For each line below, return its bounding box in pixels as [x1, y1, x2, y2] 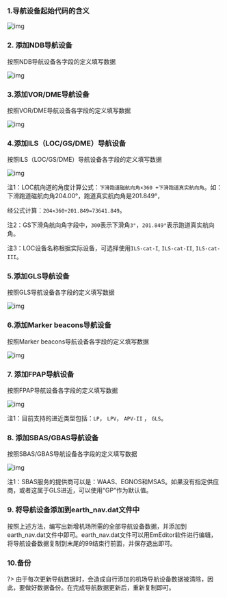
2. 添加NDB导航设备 [7, 40, 73, 50]
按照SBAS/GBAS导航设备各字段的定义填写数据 [7, 450, 138, 458]
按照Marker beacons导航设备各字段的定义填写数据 [7, 337, 149, 346]
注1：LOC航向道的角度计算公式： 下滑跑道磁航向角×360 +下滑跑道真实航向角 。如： [7, 183, 223, 191]
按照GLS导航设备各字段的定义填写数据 [7, 288, 115, 296]
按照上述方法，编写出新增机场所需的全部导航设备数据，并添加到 [7, 522, 187, 530]
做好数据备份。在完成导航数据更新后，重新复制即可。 [25, 583, 175, 591]
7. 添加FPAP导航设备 [7, 369, 75, 379]
